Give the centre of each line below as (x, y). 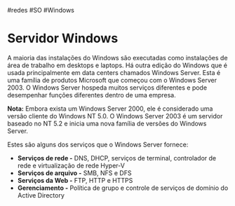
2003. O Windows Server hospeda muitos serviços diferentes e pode (107, 88)
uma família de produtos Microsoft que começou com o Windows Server (112, 80)
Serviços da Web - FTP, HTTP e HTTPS (75, 180)
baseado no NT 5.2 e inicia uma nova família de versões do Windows (107, 123)
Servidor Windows (63, 39)
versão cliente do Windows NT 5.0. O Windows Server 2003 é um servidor (115, 116)
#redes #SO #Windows (41, 10)
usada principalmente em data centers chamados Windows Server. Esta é (114, 72)
